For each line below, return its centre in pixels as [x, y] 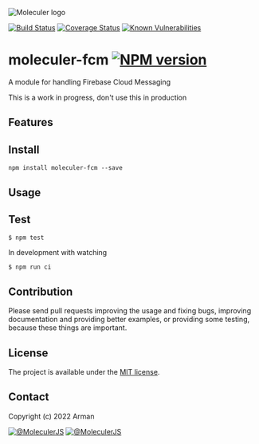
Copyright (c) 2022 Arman [51, 416]
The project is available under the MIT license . [84, 371]
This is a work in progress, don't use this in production [98, 97]
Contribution [41, 291]
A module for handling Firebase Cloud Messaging [90, 82]
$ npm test [26, 238]
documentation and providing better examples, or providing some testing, [129, 320]
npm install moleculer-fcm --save [66, 168]
